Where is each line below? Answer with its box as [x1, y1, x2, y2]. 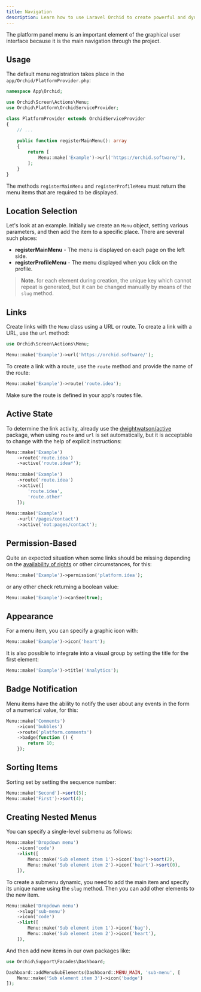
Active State [6, 409, 53, 419]
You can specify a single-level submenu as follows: [6, 828, 133, 835]
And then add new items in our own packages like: [6, 947, 130, 954]
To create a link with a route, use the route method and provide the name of [6, 362, 193, 369]
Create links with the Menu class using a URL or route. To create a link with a [6, 323, 193, 330]
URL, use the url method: [6, 329, 69, 336]
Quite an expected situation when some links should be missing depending [6, 554, 191, 561]
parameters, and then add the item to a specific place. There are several [6, 229, 184, 236]
